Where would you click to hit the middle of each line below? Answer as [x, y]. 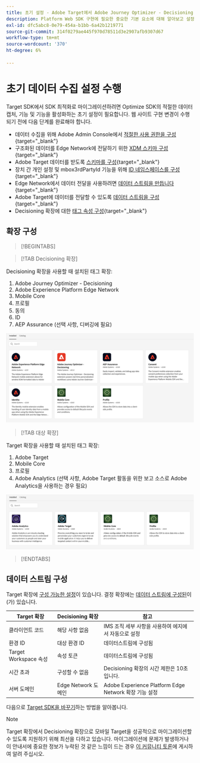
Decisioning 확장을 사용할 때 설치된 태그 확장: [60, 271]
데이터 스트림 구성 [37, 579]
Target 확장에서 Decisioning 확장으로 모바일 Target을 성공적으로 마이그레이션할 [99, 731]
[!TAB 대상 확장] [40, 433]
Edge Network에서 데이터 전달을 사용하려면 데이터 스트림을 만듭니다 [94, 183]
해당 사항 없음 [73, 630]
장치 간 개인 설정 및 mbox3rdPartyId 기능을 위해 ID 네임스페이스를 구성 [97, 169]
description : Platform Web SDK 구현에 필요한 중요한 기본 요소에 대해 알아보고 [95, 19]
